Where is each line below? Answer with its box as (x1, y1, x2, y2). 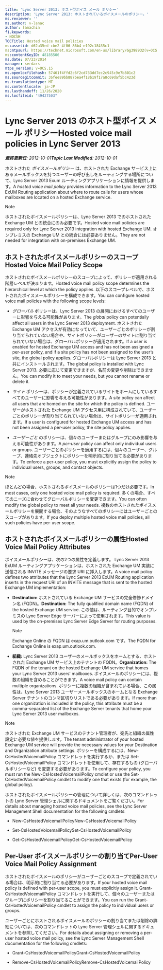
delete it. (12, 379, 30, 384)
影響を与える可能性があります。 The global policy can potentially (20, 314, 149, 320)
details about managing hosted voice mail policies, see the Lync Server (5, 803, 147, 809)
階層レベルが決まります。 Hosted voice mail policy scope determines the (5, 280, 149, 286)
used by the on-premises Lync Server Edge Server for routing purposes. (12, 618, 157, 624)
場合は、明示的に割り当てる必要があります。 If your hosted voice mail (9, 879, 147, 885)
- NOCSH (5, 35, 21, 39)
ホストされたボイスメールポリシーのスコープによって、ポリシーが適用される (5, 275, 157, 280)
